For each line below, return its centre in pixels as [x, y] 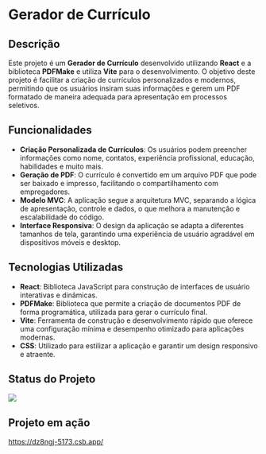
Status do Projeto [52, 379]
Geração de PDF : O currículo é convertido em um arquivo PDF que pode [138, 175]
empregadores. [45, 192]
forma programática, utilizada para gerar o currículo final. [114, 312]
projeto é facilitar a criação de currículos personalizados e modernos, [122, 80]
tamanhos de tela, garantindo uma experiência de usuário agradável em [137, 234]
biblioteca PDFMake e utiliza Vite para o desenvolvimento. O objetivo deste [132, 72]
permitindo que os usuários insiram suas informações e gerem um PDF [124, 88]
